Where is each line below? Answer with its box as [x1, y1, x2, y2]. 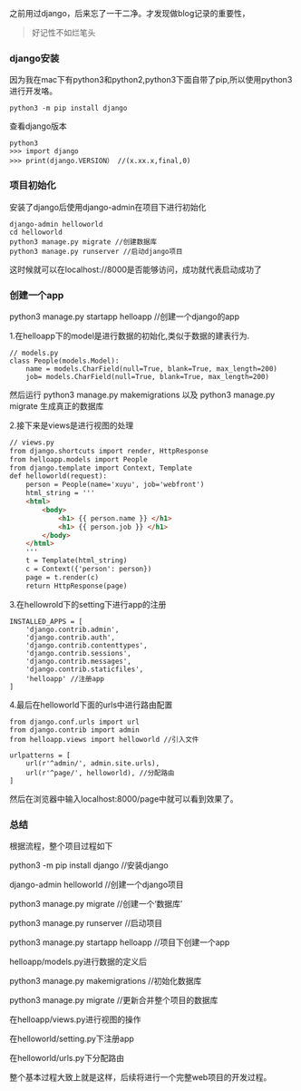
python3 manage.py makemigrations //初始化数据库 [9, 975, 202, 986]
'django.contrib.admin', [25, 625, 120, 634]
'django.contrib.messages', [25, 657, 131, 666]
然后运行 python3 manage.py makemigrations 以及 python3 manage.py [9, 389, 276, 400]
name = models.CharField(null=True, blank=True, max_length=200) [25, 364, 278, 374]
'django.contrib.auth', [25, 633, 116, 642]
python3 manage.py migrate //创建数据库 [9, 237, 157, 247]
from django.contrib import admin [9, 725, 141, 735]
